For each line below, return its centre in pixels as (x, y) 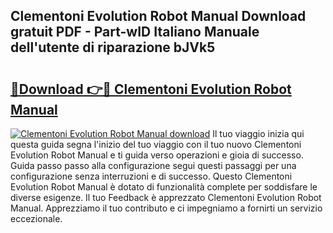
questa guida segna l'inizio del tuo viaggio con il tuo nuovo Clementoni (156, 144)
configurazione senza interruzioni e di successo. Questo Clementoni (151, 176)
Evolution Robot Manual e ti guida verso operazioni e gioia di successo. (157, 155)
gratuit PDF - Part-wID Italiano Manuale (135, 32)
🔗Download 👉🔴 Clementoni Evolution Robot (151, 89)
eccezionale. (36, 218)
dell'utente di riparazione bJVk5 (113, 47)
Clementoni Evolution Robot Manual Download (158, 16)
